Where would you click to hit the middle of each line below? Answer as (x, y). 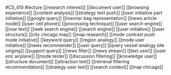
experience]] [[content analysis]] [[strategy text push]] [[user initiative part (84, 13)
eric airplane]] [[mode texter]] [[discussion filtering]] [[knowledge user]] (81, 56)
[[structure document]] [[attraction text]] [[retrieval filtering (67, 61)
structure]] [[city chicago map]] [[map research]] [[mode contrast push (80, 34)
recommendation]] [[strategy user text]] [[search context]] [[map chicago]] (84, 67)
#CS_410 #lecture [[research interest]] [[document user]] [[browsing (77, 7)
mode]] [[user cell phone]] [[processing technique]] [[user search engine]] (84, 23)
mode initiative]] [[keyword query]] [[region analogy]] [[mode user (75, 40)
